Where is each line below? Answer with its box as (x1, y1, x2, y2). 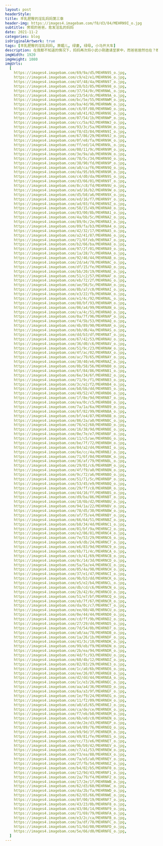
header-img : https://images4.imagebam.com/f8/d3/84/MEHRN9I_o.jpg (5, 20, 142, 26)
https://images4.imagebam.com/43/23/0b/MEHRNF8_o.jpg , (14, 802, 127, 807)
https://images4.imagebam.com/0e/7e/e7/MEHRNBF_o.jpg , (14, 432, 127, 437)
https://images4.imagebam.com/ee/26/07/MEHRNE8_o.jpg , (14, 671, 127, 676)
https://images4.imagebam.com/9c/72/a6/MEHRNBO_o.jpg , (14, 472, 127, 477)
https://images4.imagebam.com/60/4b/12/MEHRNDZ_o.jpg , (14, 657, 127, 662)
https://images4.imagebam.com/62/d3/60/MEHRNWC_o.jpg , (14, 784, 127, 789)
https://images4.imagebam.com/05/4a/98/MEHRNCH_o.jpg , (14, 567, 127, 572)
